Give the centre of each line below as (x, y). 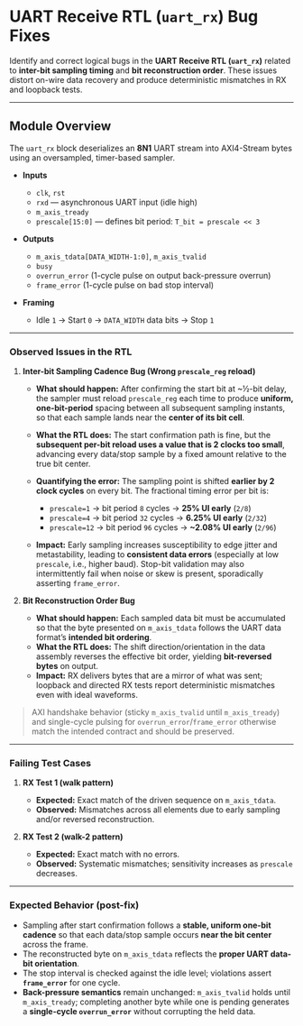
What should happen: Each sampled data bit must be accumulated (161, 618)
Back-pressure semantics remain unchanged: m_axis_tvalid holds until (156, 992)
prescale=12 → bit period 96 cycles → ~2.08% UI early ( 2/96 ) (163, 527)
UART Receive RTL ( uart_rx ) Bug (134, 17)
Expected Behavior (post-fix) (74, 905)
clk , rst (50, 192)
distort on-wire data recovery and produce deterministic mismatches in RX (148, 79)
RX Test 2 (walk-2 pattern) (73, 837)
